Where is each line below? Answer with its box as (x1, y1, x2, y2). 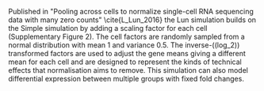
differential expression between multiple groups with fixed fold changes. (8, 74, 244, 83)
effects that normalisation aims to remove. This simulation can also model (8, 66, 248, 74)
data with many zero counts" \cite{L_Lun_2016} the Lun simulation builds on (8, 15, 256, 25)
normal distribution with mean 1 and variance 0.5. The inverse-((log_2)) (8, 40, 240, 50)
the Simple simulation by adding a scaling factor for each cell (8, 24, 208, 32)
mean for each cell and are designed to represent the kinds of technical (8, 57, 242, 66)
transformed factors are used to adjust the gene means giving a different (8, 49, 246, 58)
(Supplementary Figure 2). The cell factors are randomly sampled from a (8, 32, 246, 41)
